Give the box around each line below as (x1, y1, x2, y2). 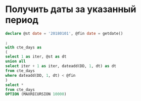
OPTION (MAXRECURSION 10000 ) (5, 92, 67, 97)
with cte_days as (5, 44, 42, 50)
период (5, 14, 39, 26)
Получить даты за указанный (5, 4, 136, 15)
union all (5, 59, 26, 64)
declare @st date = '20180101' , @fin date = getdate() (5, 31, 123, 36)
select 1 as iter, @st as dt (5, 54, 67, 59)
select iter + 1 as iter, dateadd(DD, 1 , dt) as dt (5, 64, 116, 69)
